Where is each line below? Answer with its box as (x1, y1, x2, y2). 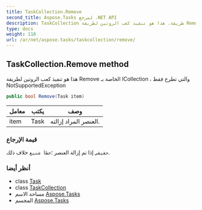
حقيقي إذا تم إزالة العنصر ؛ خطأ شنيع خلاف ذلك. (6, 148, 110, 156)
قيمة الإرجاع (6, 135, 37, 144)
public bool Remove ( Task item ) (6, 93, 85, 100)
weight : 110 (6, 31, 36, 37)
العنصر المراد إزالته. (50, 117, 100, 126)
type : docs (6, 25, 34, 32)
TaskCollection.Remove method (6, 59, 129, 69)
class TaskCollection (14, 184, 66, 191)
